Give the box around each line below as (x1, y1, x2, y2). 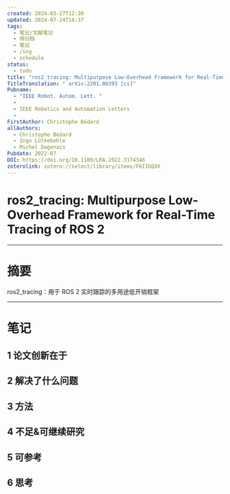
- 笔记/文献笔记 (13, 29, 53, 36)
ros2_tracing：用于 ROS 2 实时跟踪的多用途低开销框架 (7, 287, 159, 295)
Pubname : (7, 86, 32, 93)
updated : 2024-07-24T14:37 (7, 16, 84, 23)
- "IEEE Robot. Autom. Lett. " (13, 93, 103, 100)
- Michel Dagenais (13, 144, 66, 151)
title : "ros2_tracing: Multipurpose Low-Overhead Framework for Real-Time (7, 73, 225, 81)
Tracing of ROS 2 (7, 221, 105, 237)
